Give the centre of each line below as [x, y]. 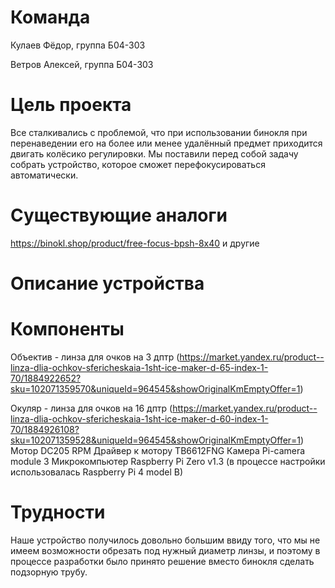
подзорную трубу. [49, 572]
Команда [50, 17]
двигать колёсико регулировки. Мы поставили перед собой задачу [154, 153]
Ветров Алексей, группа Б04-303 [82, 64]
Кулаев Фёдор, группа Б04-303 [78, 45]
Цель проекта [71, 105]
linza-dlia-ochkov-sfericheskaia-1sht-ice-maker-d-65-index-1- [139, 367]
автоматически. [44, 175]
